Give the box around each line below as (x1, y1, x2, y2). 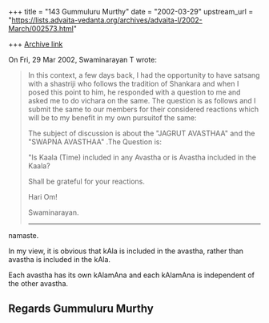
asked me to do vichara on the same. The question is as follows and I (27, 96, 256, 105)
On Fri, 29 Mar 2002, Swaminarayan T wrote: (8, 55, 158, 64)
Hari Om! (27, 192, 58, 201)
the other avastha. (8, 279, 69, 288)
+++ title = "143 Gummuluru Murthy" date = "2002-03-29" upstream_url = (8, 7, 254, 16)
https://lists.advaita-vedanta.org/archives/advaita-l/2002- (11, 15, 203, 25)
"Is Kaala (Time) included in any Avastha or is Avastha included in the (27, 152, 256, 162)
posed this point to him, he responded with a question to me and (27, 87, 241, 97)
